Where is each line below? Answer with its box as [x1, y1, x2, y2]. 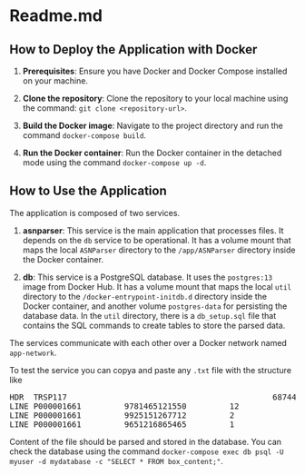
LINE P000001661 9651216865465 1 [9, 419, 235, 430]
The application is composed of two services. [9, 207, 180, 218]
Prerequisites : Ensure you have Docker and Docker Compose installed [22, 65, 288, 76]
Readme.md [9, 5, 103, 26]
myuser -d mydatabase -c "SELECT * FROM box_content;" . [9, 455, 224, 466]
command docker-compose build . [22, 130, 147, 141]
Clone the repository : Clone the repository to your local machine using [22, 93, 289, 104]
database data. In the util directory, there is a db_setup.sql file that [22, 310, 277, 321]
